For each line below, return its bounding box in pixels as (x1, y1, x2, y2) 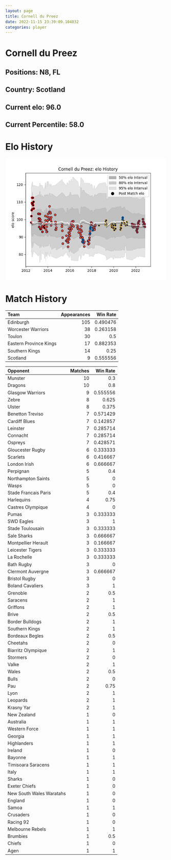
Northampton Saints (7, 475, 50, 481)
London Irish (7, 461, 34, 467)
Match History (5, 293, 68, 305)
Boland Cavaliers (7, 583, 44, 589)
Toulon (7, 334, 22, 340)
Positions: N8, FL (5, 67, 60, 77)
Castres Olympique (7, 504, 48, 510)
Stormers (7, 654, 27, 660)
